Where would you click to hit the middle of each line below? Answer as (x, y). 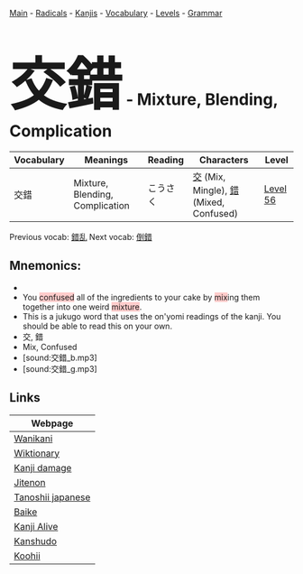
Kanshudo (35, 541)
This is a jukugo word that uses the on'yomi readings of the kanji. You (151, 316)
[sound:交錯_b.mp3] (60, 357)
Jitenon (30, 482)
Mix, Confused (50, 347)
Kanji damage (43, 468)
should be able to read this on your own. (97, 326)
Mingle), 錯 (216, 190)
